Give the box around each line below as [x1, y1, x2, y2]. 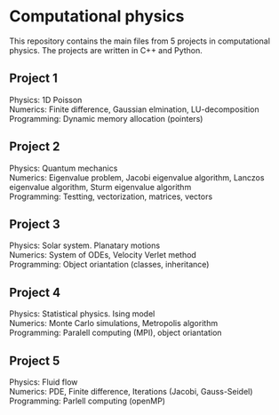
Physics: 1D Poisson [9, 94, 83, 105]
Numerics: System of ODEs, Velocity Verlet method [9, 250, 197, 260]
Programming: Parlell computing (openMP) [9, 395, 166, 406]
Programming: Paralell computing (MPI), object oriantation [9, 327, 222, 339]
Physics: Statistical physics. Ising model [9, 308, 155, 319]
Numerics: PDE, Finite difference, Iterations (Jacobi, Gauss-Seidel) [9, 387, 253, 396]
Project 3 [9, 216, 60, 232]
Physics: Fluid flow [9, 377, 78, 387]
